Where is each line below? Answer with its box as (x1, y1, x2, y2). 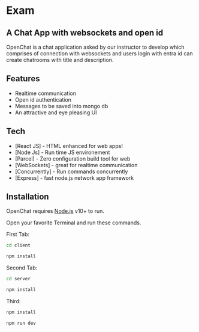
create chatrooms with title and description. (6, 57, 114, 63)
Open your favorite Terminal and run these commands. (6, 219, 141, 226)
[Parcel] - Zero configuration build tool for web (14, 155, 131, 162)
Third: (6, 297, 21, 304)
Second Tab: (6, 264, 38, 271)
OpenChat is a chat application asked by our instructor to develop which (6, 43, 185, 51)
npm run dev (6, 320, 36, 326)
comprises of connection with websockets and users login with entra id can (6, 50, 193, 57)
